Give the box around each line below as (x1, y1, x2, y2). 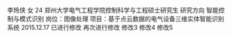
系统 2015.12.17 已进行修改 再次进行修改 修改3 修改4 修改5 (7, 23, 173, 31)
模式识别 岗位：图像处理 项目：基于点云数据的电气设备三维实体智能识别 (19, 15, 224, 23)
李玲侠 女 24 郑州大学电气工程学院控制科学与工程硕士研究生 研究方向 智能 (7, 6, 219, 14)
